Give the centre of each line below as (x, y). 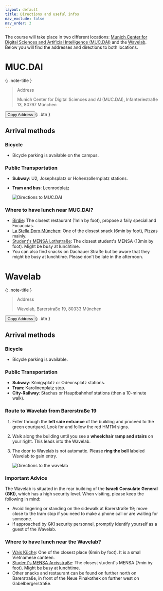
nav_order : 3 (18, 23)
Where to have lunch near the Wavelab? (53, 542)
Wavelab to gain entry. (35, 456)
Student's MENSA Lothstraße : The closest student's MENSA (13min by (83, 241)
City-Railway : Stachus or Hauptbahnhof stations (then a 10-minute (79, 393)
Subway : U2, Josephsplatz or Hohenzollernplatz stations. (70, 178)
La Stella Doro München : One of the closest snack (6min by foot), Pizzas (85, 231)
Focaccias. (23, 226)
